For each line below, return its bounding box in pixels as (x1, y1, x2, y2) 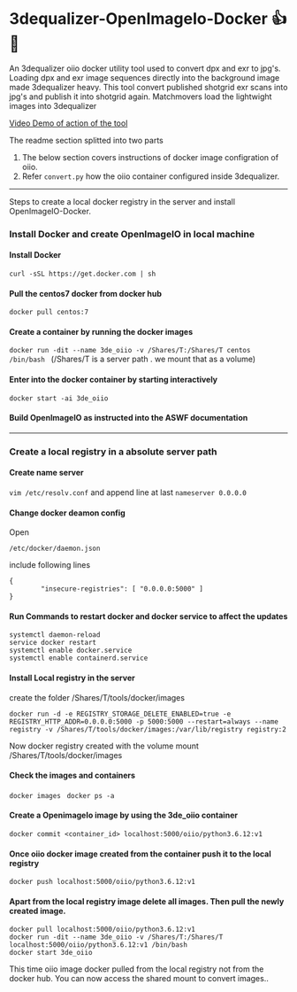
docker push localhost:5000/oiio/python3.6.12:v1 (9, 878, 196, 887)
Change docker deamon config (9, 508, 126, 518)
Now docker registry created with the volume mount (9, 740, 199, 751)
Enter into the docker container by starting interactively (9, 375, 218, 385)
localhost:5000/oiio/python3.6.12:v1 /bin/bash (9, 941, 188, 949)
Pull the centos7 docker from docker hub (9, 288, 162, 298)
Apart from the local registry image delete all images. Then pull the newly (9, 895, 285, 906)
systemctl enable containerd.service (9, 654, 148, 663)
